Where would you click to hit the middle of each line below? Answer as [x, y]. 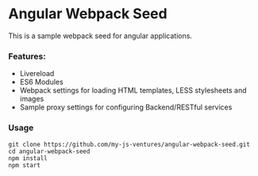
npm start [25, 165]
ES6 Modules [41, 82]
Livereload [37, 74]
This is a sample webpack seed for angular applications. [100, 36]
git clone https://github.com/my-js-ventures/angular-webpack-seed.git [129, 144]
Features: [27, 56]
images [32, 99]
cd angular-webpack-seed [49, 151]
